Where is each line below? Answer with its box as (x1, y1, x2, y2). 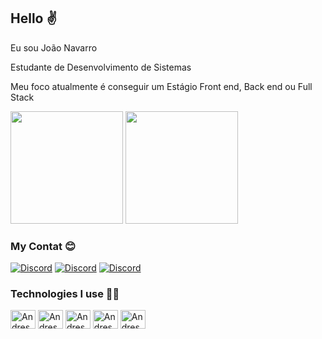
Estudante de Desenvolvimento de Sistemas (10, 61, 192, 73)
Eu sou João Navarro (10, 41, 98, 54)
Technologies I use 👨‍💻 (10, 287, 120, 301)
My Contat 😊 (10, 239, 76, 253)
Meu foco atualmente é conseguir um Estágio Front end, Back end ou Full (10, 80, 313, 92)
